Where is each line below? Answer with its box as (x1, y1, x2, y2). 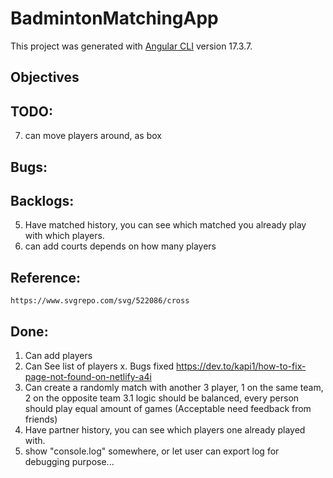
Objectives (10, 69, 80, 86)
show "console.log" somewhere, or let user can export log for (24, 445, 280, 457)
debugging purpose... (24, 455, 115, 467)
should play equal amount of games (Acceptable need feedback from (24, 402, 312, 414)
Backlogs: (10, 192, 75, 209)
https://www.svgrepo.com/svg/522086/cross (10, 296, 190, 306)
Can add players (24, 349, 93, 361)
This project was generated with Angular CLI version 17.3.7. (10, 40, 253, 52)
